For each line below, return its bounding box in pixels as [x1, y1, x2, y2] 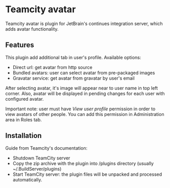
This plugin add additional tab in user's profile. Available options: [5, 54, 141, 60]
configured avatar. [5, 96, 44, 102]
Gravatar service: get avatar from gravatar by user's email [12, 75, 135, 81]
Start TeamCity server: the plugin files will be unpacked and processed [12, 171, 162, 177]
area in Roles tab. [5, 116, 42, 123]
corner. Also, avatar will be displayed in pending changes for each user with [5, 90, 165, 97]
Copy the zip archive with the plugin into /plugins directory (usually [12, 160, 154, 167]
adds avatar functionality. [5, 26, 59, 32]
